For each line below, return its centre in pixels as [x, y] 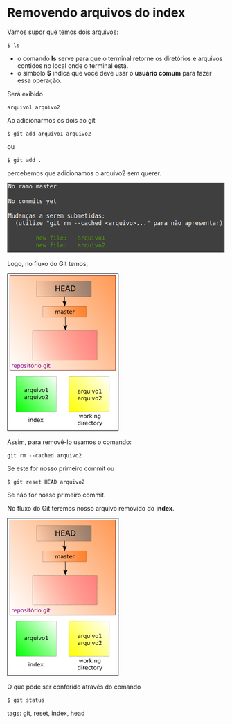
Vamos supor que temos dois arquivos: [63, 32]
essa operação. [39, 80]
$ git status [26, 700]
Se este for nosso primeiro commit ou [61, 468]
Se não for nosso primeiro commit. [56, 495]
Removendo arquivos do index [96, 13]
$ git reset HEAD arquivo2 [46, 482]
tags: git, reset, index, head [46, 713]
